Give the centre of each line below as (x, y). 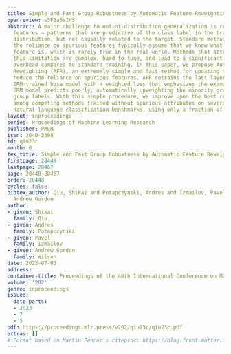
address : (20, 269)
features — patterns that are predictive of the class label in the (113, 33)
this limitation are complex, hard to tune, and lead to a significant (118, 59)
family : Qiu (31, 218)
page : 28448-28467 (33, 174)
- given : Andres (30, 225)
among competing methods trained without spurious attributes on (109, 103)
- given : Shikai (30, 212)
